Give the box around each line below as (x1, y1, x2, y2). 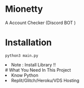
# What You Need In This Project (5, 67, 71, 73)
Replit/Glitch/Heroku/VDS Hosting (11, 77, 80, 83)
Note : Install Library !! (11, 61, 56, 67)
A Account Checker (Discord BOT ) (5, 20, 76, 26)
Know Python (11, 72, 38, 78)
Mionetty (5, 3, 43, 15)
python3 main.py (5, 53, 38, 58)
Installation (5, 37, 52, 48)
